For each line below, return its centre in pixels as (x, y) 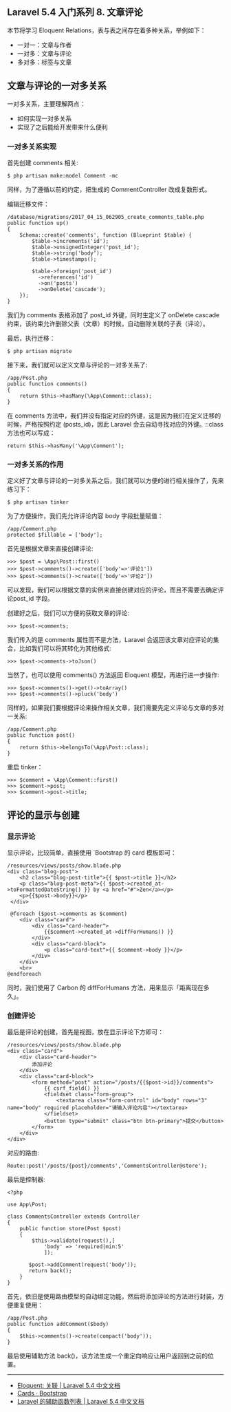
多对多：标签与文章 (44, 62)
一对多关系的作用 (35, 464)
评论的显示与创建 (43, 815)
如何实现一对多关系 (44, 118)
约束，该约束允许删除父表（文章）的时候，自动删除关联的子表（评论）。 (108, 323)
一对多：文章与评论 (44, 53)
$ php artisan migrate (40, 351)
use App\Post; (27, 1205)
